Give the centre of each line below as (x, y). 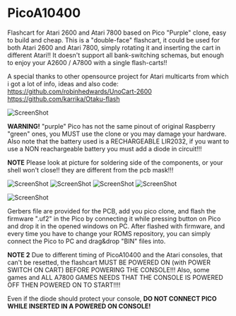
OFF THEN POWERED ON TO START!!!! (64, 285)
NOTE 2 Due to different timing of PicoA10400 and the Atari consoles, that (115, 254)
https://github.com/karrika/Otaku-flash (64, 99)
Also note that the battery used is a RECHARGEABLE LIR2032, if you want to (118, 141)
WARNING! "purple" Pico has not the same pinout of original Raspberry (111, 126)
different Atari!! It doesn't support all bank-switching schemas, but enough (116, 55)
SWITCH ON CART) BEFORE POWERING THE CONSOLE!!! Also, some (108, 269)
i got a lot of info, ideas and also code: (63, 83)
